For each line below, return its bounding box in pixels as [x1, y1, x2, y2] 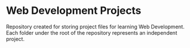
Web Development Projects [6, 4, 141, 17]
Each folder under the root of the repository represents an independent [6, 29, 177, 36]
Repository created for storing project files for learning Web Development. [6, 23, 185, 30]
